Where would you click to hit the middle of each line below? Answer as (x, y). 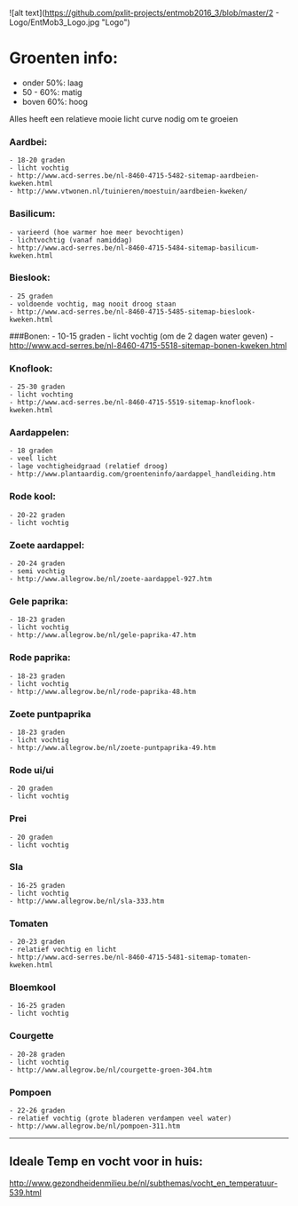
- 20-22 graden (37, 515)
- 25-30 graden (37, 387)
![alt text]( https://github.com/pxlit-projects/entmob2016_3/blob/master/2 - (144, 13)
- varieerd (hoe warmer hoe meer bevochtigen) (97, 232)
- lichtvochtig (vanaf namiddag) (71, 240)
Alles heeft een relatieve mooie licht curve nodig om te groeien (124, 118)
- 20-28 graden (37, 1054)
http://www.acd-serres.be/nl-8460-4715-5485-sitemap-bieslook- (136, 311)
